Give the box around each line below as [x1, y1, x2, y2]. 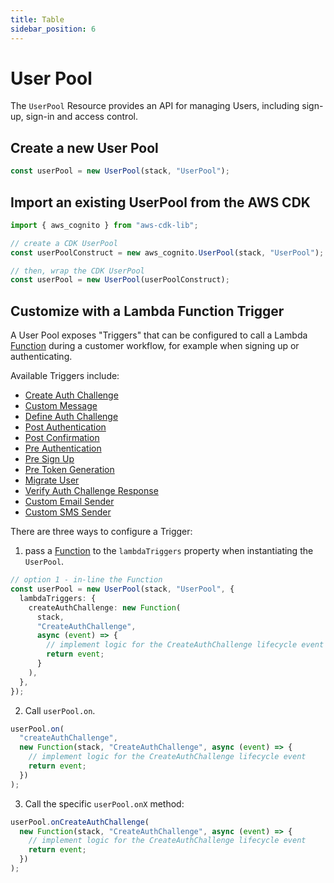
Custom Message [24, 400, 98, 412]
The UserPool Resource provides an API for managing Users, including [10, 100, 300, 112]
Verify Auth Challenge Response [24, 485, 159, 497]
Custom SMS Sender [24, 506, 112, 518]
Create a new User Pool [10, 139, 159, 156]
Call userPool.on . [24, 704, 96, 716]
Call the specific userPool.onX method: [24, 797, 185, 810]
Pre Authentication [24, 442, 102, 455]
